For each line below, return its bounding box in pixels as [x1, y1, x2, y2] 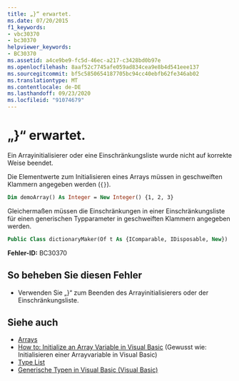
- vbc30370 [7, 30, 40, 38]
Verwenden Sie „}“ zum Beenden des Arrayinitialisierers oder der [17, 288, 209, 297]
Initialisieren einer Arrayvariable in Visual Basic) [17, 350, 158, 359]
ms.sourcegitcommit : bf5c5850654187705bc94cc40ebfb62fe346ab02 [7, 70, 200, 77]
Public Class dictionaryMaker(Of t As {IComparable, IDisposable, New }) [7, 235, 228, 243]
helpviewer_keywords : [7, 44, 72, 51]
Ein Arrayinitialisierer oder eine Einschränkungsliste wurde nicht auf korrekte [7, 151, 233, 159]
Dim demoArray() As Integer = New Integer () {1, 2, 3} [7, 193, 174, 200]
